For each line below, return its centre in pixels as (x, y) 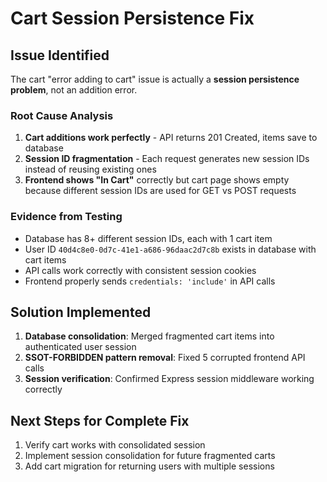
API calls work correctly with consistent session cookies (140, 270)
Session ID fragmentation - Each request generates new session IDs (167, 159)
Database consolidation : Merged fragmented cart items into (149, 336)
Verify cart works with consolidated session (115, 445)
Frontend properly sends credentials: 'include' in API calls (150, 281)
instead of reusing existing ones (90, 169)
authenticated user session (80, 347)
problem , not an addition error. (74, 90)
